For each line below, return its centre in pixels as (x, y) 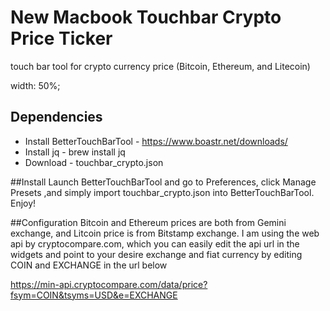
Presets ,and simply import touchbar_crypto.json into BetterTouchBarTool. (162, 192)
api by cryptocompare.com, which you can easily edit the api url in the (155, 243)
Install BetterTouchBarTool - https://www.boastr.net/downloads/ (156, 141)
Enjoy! (23, 203)
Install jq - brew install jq (75, 152)
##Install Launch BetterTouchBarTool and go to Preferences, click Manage (163, 182)
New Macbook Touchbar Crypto (146, 17)
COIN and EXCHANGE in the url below (89, 265)
